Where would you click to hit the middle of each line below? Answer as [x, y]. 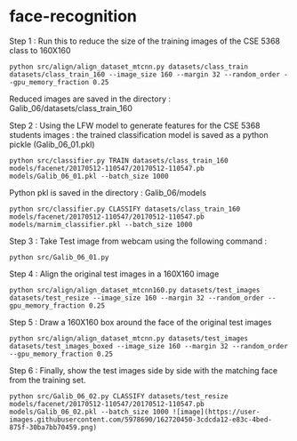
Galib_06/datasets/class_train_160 [71, 108]
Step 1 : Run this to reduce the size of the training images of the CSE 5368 [145, 41]
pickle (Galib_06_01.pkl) [52, 144]
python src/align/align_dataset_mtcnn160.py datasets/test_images [135, 290]
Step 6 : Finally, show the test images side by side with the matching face [144, 370]
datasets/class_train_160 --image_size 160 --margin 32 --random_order [144, 74]
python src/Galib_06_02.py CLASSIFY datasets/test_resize [119, 396]
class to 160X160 [40, 50]
